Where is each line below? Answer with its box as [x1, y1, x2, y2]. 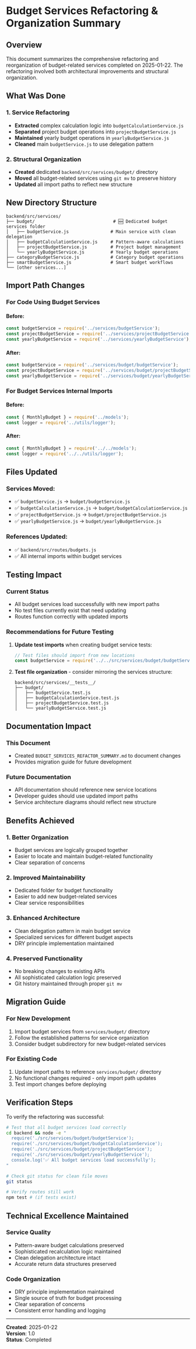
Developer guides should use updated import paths [14, 792, 138, 800]
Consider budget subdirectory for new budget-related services [14, 1040, 166, 1047]
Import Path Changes [6, 280, 85, 290]
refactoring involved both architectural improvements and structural [6, 68, 169, 74]
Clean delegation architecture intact [14, 1254, 101, 1261]
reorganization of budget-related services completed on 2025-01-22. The [6, 61, 183, 69]
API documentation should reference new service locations [14, 786, 157, 793]
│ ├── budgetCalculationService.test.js [14, 695, 120, 701]
